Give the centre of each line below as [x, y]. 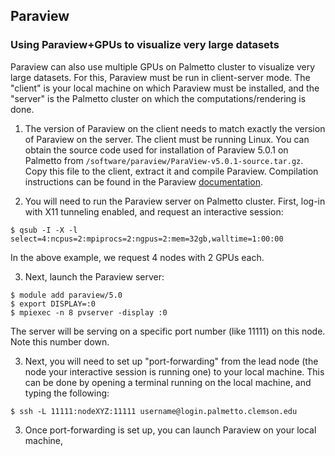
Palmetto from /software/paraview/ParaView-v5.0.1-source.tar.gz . [164, 160]
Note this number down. [60, 341]
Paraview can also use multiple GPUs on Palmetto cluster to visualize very [163, 66]
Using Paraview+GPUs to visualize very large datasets [145, 45]
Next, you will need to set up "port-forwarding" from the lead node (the [171, 361]
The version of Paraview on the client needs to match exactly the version [175, 128]
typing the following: [67, 393]
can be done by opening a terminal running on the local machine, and [168, 382]
